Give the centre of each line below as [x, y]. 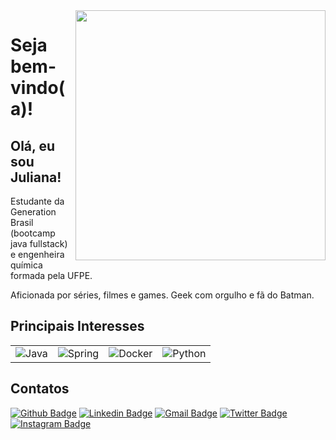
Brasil [22, 222]
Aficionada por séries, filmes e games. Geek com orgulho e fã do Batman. [162, 295]
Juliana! [36, 177]
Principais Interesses [77, 326]
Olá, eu [32, 145]
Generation [33, 212]
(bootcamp [33, 233]
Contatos [40, 389]
